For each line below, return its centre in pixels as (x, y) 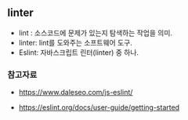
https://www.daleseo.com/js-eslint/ (76, 93)
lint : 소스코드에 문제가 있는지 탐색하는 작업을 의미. (96, 33)
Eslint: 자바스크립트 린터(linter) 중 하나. (78, 52)
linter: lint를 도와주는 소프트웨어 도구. (75, 42)
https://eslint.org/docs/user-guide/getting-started (99, 107)
